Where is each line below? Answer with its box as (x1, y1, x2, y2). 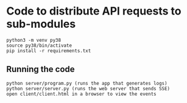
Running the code (6, 64, 75, 75)
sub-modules (6, 17, 76, 31)
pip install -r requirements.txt (6, 47, 91, 54)
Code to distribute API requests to (6, 4, 182, 18)
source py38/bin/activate (6, 42, 72, 48)
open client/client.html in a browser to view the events (6, 91, 157, 97)
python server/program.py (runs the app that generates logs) (6, 80, 168, 86)
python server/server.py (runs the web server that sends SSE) (6, 85, 171, 91)
